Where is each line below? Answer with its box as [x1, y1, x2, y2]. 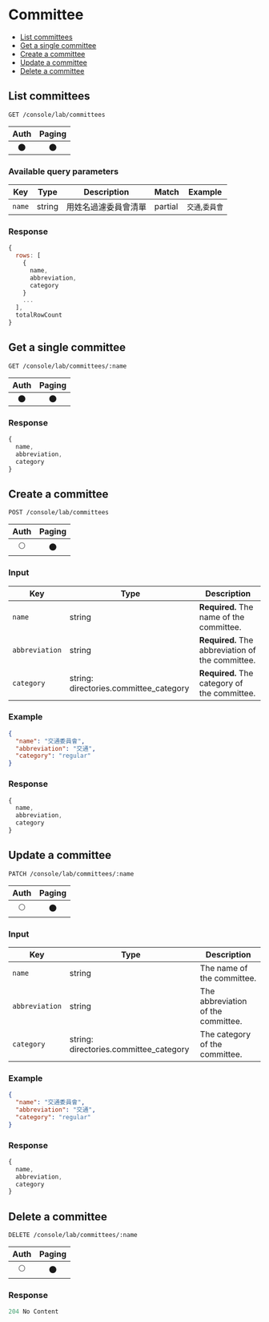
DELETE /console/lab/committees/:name [8, 1231, 138, 1239]
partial [154, 201, 179, 212]
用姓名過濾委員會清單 [66, 202, 147, 213]
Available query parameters [8, 166, 118, 177]
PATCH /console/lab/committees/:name [8, 869, 134, 878]
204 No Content [8, 1308, 59, 1316]
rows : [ [15, 252, 42, 260]
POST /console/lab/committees [8, 509, 110, 517]
